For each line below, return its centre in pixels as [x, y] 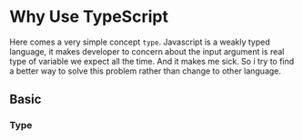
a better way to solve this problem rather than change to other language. [146, 71]
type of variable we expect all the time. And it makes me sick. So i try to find [152, 61]
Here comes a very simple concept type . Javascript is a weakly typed [140, 42]
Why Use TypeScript [89, 17]
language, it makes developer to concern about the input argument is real [147, 51]
